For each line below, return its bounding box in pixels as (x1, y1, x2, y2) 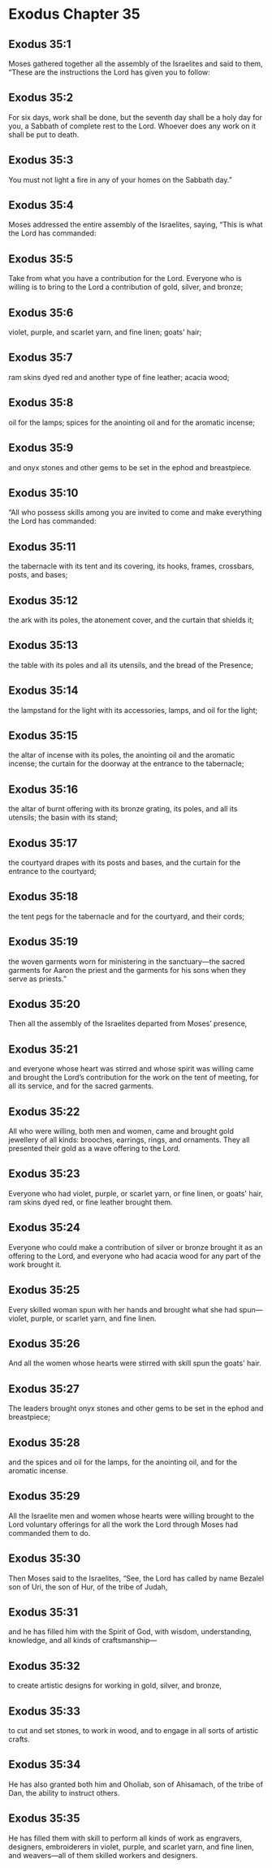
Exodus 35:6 (8, 305, 74, 319)
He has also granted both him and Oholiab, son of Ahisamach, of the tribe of (8, 1779, 264, 1789)
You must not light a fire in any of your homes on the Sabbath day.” (8, 175, 233, 184)
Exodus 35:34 (8, 1758, 81, 1771)
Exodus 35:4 (8, 198, 75, 212)
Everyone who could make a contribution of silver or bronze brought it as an (8, 1242, 263, 1252)
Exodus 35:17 (8, 836, 78, 850)
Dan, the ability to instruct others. (8, 1788, 120, 1797)
